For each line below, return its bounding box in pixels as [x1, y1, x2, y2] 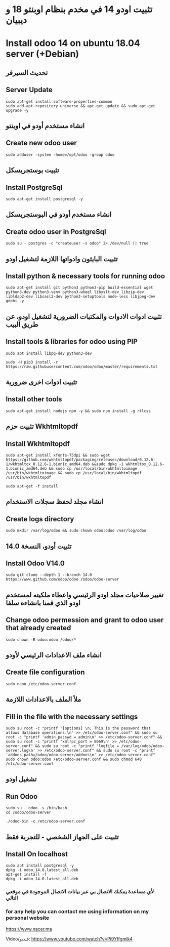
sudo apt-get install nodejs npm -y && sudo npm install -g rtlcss [6, 408, 151, 414]
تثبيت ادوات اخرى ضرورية [6, 378, 77, 386]
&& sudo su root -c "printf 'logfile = [35, 744, 119, 749]
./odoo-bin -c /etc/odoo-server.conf [6, 819, 86, 824]
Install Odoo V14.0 [6, 559, 65, 567]
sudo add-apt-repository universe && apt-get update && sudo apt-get [6, 103, 156, 108]
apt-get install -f [6, 872, 47, 877]
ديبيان [6, 14, 27, 26]
